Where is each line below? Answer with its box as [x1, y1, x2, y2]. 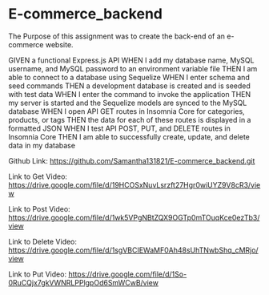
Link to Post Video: [8, 204, 70, 213]
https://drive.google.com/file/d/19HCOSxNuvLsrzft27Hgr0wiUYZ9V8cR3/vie [8, 180, 261, 189]
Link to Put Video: [8, 269, 66, 279]
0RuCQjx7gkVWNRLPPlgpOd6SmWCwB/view [8, 277, 159, 287]
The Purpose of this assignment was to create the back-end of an [8, 31, 226, 41]
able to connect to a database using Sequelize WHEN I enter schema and [8, 72, 250, 82]
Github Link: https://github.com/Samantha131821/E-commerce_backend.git [8, 156, 255, 165]
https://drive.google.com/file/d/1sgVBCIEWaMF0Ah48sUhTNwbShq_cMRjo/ [8, 245, 259, 255]
